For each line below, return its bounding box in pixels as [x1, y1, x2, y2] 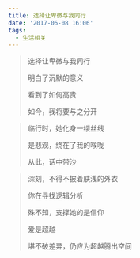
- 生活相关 [15, 33, 47, 42]
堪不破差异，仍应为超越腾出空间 [27, 241, 132, 251]
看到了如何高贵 [27, 90, 77, 100]
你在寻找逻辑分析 [27, 191, 84, 200]
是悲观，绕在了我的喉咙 [27, 140, 104, 150]
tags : [8, 26, 26, 34]
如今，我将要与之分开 [27, 107, 97, 116]
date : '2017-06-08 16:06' [8, 19, 93, 27]
